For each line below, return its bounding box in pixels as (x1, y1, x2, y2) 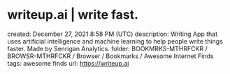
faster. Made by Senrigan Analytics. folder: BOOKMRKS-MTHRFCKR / (7, 44, 208, 53)
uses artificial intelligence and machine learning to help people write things (7, 37, 224, 45)
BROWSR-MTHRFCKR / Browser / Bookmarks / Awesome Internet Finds (7, 52, 214, 60)
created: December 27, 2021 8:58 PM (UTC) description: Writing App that (7, 30, 218, 38)
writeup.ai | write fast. (7, 7, 138, 23)
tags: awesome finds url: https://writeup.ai (7, 59, 129, 67)
